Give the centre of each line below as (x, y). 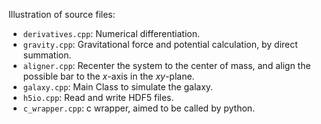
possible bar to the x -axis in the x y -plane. (108, 76)
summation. (47, 55)
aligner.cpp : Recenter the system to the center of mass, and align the (166, 65)
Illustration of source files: (62, 14)
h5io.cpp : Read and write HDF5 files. (98, 97)
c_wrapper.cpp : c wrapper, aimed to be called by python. (139, 108)
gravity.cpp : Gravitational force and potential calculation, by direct (160, 44)
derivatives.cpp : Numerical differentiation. (111, 33)
